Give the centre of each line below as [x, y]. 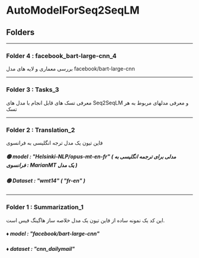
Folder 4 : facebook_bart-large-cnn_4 [61, 56]
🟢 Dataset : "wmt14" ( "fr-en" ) [46, 180]
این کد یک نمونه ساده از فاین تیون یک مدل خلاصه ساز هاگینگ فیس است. [86, 220]
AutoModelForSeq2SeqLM [73, 10]
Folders [20, 32]
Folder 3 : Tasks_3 [33, 90]
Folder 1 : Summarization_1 [45, 207]
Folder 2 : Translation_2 [41, 130]
